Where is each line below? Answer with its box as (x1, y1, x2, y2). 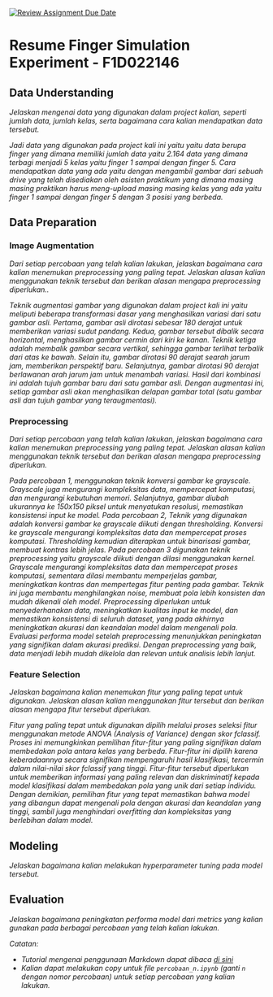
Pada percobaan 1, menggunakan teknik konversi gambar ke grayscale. (9, 476, 251, 485)
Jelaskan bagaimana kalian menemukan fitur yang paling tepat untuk (9, 687, 243, 697)
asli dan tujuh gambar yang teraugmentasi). (9, 395, 158, 405)
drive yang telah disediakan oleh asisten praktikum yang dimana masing (9, 175, 253, 185)
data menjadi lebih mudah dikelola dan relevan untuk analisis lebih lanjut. (9, 648, 257, 658)
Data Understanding (9, 85, 115, 99)
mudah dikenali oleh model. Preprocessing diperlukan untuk (9, 596, 210, 606)
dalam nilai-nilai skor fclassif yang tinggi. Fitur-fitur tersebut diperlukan (9, 764, 249, 773)
